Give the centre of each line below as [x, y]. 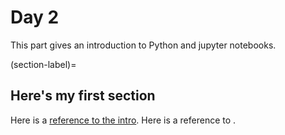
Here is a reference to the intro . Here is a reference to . [123, 120]
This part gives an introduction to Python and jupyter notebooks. [143, 45]
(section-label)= [43, 64]
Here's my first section [83, 96]
